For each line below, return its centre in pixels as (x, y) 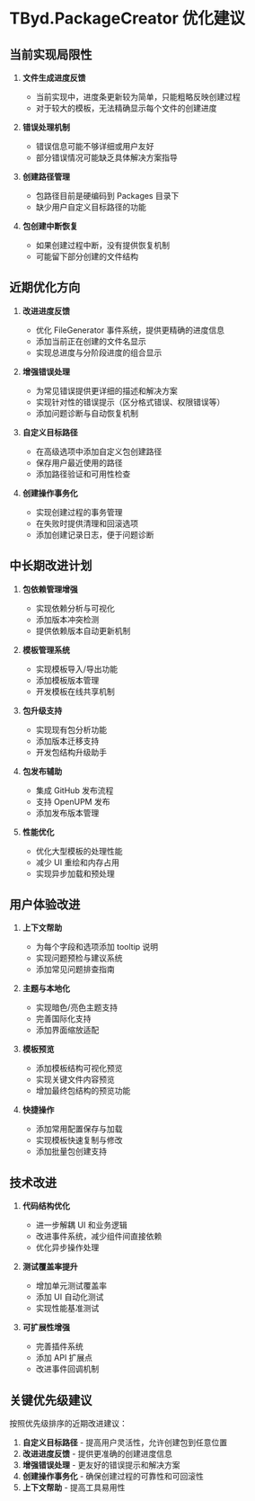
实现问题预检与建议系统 (79, 958)
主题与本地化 (46, 988)
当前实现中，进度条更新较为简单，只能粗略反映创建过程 (138, 97)
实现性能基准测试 (67, 1309)
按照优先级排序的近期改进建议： (68, 1424)
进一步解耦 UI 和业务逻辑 (81, 1225)
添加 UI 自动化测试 (70, 1297)
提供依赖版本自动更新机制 (83, 630)
